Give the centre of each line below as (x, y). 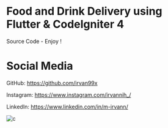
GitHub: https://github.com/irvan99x (52, 83)
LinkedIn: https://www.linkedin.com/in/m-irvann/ (67, 107)
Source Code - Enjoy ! (34, 41)
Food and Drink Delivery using (85, 11)
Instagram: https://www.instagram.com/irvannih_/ (69, 95)
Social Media (40, 66)
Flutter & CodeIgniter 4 (65, 24)
